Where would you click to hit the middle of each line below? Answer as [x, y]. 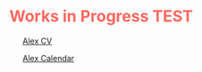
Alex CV [37, 41]
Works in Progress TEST [101, 16]
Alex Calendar [48, 58]
